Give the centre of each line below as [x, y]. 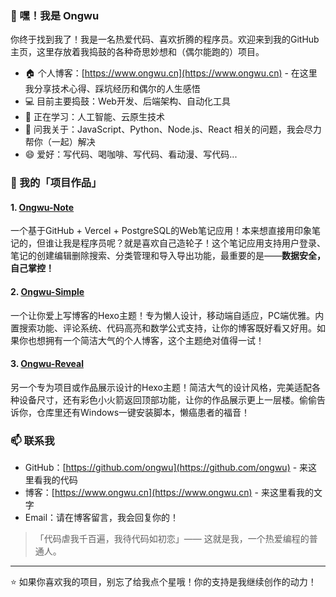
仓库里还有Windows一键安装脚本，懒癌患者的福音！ [143, 412]
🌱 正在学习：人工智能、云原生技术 [94, 117]
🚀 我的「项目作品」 [56, 183]
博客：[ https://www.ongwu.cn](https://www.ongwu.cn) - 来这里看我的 [169, 493]
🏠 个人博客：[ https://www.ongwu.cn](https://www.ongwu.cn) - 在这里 [171, 73]
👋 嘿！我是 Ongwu [55, 15]
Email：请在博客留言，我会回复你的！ [102, 518]
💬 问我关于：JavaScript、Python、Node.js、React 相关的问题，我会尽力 [173, 129]
